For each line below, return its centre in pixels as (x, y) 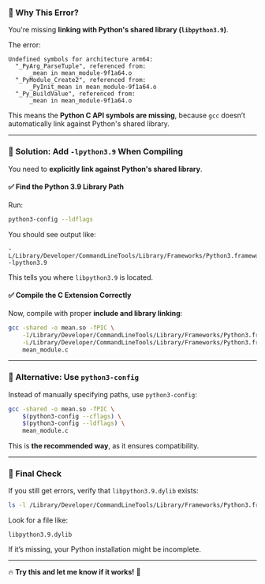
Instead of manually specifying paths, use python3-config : (103, 394)
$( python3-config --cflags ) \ (72, 416)
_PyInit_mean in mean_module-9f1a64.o (93, 87)
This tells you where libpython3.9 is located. (81, 277)
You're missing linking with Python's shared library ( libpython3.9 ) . (118, 30)
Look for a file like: (38, 520)
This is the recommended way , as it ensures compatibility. (104, 446)
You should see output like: (52, 234)
